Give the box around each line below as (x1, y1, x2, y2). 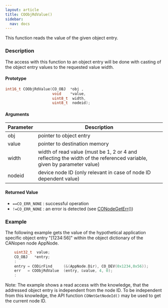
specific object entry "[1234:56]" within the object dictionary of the (5, 235, 143, 241)
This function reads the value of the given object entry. (5, 35, 118, 41)
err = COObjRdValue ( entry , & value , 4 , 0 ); (14, 268, 113, 274)
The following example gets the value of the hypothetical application (5, 229, 146, 235)
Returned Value (5, 189, 38, 195)
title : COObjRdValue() (5, 12, 52, 17)
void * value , (52, 91, 86, 96)
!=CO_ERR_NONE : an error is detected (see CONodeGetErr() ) (12, 206, 133, 212)
